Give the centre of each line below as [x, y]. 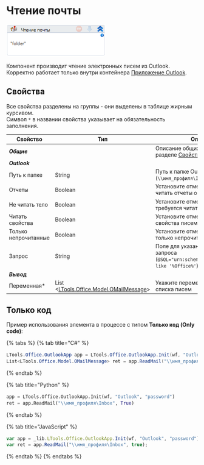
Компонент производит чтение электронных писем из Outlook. [88, 66]
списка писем [174, 289]
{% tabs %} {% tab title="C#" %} [48, 343]
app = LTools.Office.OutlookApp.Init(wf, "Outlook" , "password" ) [90, 397]
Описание [168, 148]
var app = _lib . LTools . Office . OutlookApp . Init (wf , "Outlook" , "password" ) [103, 438]
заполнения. [22, 126]
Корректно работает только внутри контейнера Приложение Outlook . [97, 72]
